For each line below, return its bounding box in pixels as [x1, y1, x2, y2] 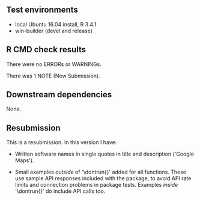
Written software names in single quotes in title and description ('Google [14, 150, 194, 158]
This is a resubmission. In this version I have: [6, 139, 117, 146]
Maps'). [14, 157, 34, 164]
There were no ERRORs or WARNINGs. [6, 60, 102, 68]
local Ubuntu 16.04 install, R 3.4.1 [14, 20, 97, 28]
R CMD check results [6, 44, 86, 55]
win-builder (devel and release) [14, 27, 93, 34]
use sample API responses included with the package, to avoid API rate [14, 175, 192, 182]
